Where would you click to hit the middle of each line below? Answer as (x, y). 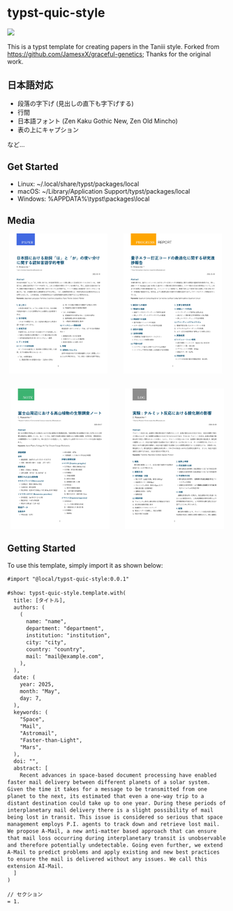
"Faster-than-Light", (51, 740)
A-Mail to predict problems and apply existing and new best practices (113, 852)
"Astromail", (39, 733)
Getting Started (42, 548)
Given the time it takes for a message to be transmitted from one (107, 789)
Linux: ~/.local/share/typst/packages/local (78, 184)
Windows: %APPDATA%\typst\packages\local (83, 199)
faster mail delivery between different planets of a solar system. (109, 782)
